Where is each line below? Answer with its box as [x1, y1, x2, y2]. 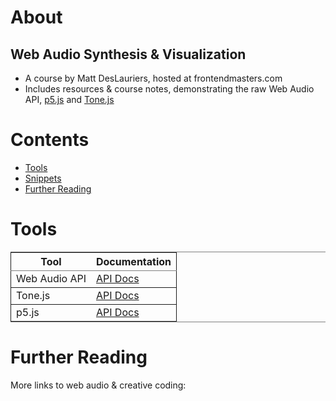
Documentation [96, 254, 172, 268]
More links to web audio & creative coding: [10, 379, 187, 391]
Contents [10, 129, 90, 151]
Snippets [24, 172, 62, 184]
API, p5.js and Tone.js [24, 94, 115, 105]
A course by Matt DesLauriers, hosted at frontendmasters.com [24, 72, 283, 84]
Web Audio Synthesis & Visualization [10, 46, 247, 63]
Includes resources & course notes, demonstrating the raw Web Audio [24, 83, 315, 95]
